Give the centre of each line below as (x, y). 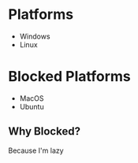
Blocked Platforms (70, 77)
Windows (35, 36)
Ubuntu (32, 106)
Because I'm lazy (36, 150)
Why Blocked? (45, 132)
